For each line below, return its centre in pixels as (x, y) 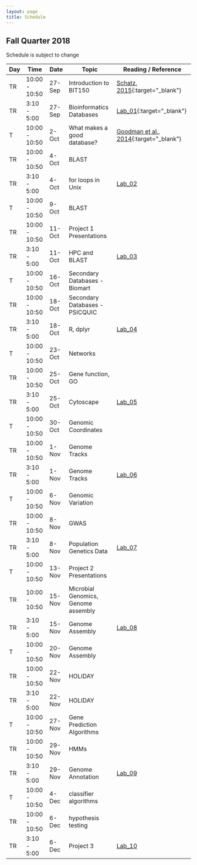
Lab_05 (127, 402)
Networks (82, 353)
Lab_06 (127, 475)
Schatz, (127, 83)
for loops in (84, 180)
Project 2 (81, 568)
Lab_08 (127, 628)
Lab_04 (127, 329)
